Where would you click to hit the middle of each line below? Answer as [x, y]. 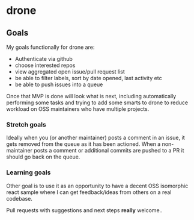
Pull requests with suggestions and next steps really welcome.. [85, 210]
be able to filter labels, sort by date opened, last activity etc [88, 78]
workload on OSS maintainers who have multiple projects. [78, 109]
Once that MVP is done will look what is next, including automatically [91, 96]
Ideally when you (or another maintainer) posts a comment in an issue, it [95, 138]
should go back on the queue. [43, 157]
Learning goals [29, 172]
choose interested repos [45, 65]
